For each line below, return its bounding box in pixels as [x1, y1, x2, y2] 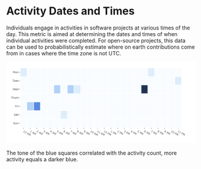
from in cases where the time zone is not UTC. [6, 49, 122, 57]
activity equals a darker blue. [6, 155, 78, 163]
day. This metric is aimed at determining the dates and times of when [6, 30, 178, 37]
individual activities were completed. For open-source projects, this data [6, 37, 186, 44]
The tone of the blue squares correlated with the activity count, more [6, 149, 178, 156]
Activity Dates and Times [6, 4, 135, 18]
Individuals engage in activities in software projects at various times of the [6, 24, 191, 31]
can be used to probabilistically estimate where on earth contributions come [6, 43, 196, 51]
